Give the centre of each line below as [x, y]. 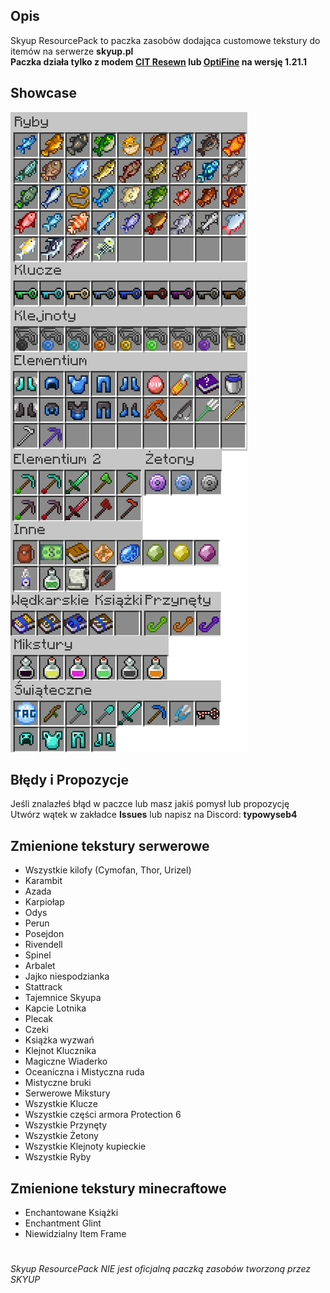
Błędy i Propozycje [69, 780]
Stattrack [43, 987]
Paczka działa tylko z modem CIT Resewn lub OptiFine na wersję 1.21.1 [158, 61]
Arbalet [40, 966]
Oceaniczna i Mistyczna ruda [84, 1072]
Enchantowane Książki [71, 1213]
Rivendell [43, 945]
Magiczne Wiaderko [66, 1061]
